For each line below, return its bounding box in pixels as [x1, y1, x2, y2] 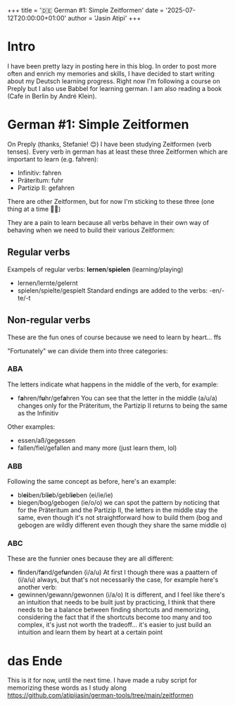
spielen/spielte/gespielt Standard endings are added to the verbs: [17, 286, 208, 295]
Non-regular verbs [7, 314, 91, 327]
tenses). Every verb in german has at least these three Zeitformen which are [7, 147, 228, 156]
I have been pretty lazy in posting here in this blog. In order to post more [7, 61, 217, 70]
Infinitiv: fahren [17, 169, 62, 177]
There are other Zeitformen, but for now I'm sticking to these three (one [7, 197, 215, 205]
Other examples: [7, 422, 56, 431]
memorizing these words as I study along [7, 683, 127, 692]
